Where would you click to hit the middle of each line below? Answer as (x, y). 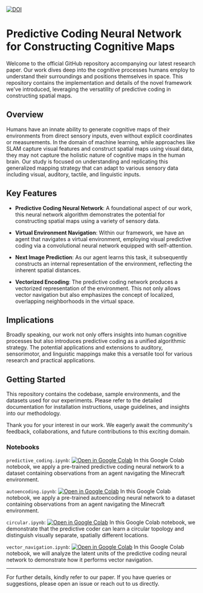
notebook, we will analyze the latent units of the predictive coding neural (97, 554)
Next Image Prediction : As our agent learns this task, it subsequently (101, 257)
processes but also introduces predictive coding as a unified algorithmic (96, 341)
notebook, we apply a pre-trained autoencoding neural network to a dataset (101, 498)
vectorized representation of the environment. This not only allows (98, 288)
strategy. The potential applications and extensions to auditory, (85, 348)
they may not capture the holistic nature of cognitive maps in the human (96, 155)
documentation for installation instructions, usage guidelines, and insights (98, 407)
